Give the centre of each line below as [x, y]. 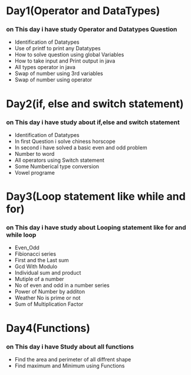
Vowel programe [34, 172]
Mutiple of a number [39, 279]
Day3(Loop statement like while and [96, 197]
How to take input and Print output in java [65, 61]
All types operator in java [45, 67]
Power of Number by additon [50, 292]
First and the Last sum [42, 260]
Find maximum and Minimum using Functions [70, 366]
